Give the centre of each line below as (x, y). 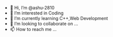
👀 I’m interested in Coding (37, 13)
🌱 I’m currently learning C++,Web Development (59, 18)
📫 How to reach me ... (33, 29)
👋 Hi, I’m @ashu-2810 (32, 8)
